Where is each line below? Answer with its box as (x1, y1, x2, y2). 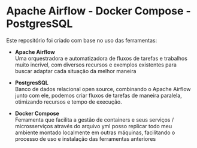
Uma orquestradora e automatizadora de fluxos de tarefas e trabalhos (14, 55, 187, 62)
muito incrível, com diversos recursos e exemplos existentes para (14, 61, 177, 68)
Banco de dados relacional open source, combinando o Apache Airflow (14, 85, 191, 92)
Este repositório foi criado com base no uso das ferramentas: (6, 37, 157, 44)
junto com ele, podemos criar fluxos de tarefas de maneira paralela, (14, 92, 183, 99)
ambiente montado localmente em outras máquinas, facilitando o (14, 129, 175, 136)
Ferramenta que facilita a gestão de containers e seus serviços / (14, 116, 174, 123)
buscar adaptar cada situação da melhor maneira (14, 67, 137, 74)
